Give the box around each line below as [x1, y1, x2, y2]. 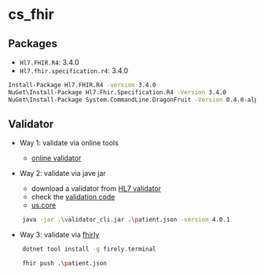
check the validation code [31, 192, 115, 202]
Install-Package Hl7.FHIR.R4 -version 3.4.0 [8, 81, 156, 89]
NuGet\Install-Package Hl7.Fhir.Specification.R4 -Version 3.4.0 [8, 88, 226, 96]
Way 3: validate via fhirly [19, 230, 100, 240]
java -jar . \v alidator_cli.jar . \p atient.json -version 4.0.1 [22, 216, 230, 224]
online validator [31, 153, 82, 163]
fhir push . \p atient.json [22, 259, 108, 268]
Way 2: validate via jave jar [19, 169, 106, 178]
